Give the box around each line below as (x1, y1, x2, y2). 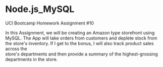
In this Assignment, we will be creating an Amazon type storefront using (5, 29, 155, 35)
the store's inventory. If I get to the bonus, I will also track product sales (5, 40, 154, 46)
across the (5, 45, 28, 51)
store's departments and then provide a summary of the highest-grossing (5, 51, 158, 57)
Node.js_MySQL (5, 3, 75, 15)
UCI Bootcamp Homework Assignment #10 (5, 20, 94, 26)
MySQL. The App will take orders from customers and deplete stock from (5, 35, 157, 41)
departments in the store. (5, 56, 58, 62)
